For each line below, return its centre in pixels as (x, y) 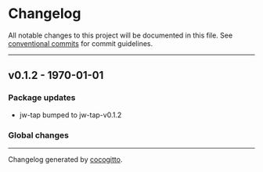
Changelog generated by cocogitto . (65, 159)
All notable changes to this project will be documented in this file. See (121, 35)
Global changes (38, 135)
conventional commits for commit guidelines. (81, 43)
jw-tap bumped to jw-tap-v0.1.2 (70, 115)
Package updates (42, 98)
